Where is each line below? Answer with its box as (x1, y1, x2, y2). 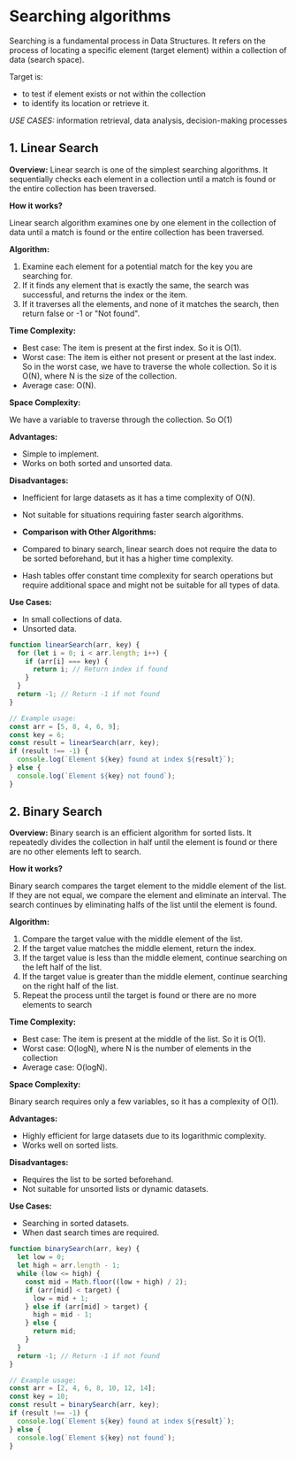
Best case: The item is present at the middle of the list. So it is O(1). (21, 1033, 267, 1045)
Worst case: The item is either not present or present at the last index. (21, 351, 277, 362)
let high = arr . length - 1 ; (17, 1261, 121, 1271)
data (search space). (9, 54, 85, 65)
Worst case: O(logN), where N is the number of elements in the (21, 1043, 252, 1054)
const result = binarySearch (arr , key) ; (9, 1401, 161, 1409)
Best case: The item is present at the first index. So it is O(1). (21, 342, 242, 353)
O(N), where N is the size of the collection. (21, 370, 178, 381)
